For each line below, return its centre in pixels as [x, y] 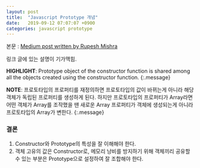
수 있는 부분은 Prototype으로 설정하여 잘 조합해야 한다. [79, 158]
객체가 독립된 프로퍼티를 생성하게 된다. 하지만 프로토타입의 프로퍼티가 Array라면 [100, 97]
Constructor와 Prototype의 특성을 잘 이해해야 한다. [75, 143]
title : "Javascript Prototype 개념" [52, 17]
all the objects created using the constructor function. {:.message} [89, 77]
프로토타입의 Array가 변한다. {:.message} [55, 112]
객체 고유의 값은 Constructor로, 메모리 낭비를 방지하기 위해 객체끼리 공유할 [102, 151]
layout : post [23, 12]
